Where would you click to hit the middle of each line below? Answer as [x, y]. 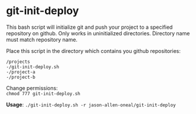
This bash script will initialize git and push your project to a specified [89, 27]
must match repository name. [42, 39]
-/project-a [21, 72]
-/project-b [21, 77]
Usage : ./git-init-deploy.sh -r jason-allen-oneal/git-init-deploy [91, 105]
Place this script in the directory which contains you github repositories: [94, 51]
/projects [18, 62]
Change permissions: [32, 88]
